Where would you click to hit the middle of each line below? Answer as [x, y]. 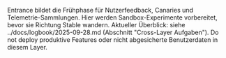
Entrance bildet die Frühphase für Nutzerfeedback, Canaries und [100, 10]
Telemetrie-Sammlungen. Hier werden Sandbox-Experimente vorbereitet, [112, 17]
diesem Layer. [27, 47]
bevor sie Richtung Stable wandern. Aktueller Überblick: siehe [97, 25]
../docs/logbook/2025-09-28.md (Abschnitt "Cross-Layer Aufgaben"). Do [113, 32]
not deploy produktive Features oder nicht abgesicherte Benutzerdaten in [113, 40]
